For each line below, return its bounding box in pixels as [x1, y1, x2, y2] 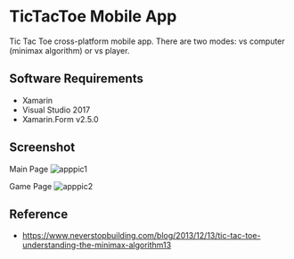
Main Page [9, 163, 49, 174]
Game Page [9, 180, 53, 191]
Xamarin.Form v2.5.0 [21, 113, 100, 124]
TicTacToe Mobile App [9, 6, 177, 27]
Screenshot [9, 140, 76, 155]
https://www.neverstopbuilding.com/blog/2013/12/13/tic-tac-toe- [21, 230, 261, 241]
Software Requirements [9, 71, 144, 87]
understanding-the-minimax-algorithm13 [21, 239, 172, 251]
